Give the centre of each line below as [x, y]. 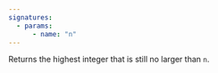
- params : [34, 26]
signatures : [30, 17]
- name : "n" [54, 34]
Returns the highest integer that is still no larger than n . [109, 60]
